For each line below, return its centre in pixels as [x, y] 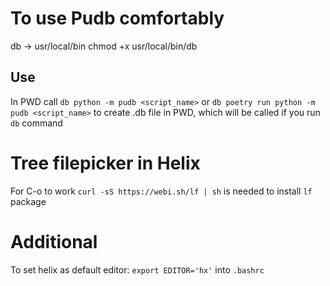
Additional [54, 241]
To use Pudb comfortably [117, 18]
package [28, 201]
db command [36, 123]
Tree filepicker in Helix [105, 163]
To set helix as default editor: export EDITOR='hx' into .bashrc [137, 269]
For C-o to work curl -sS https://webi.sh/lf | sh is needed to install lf [161, 191]
